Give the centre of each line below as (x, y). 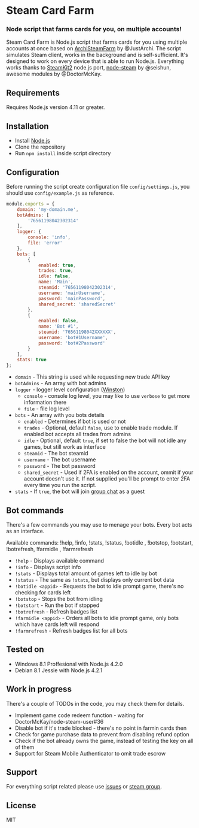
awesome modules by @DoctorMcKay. (54, 74)
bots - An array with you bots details (59, 415)
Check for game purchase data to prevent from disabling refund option (102, 734)
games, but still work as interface (65, 447)
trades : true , (56, 271)
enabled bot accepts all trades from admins (77, 434)
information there (45, 403)
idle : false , (54, 276)
